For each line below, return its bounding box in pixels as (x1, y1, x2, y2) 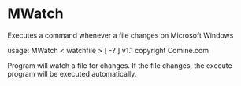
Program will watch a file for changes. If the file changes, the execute (7, 60, 233, 70)
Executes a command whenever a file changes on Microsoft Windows (7, 30, 234, 40)
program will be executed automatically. (7, 69, 137, 78)
